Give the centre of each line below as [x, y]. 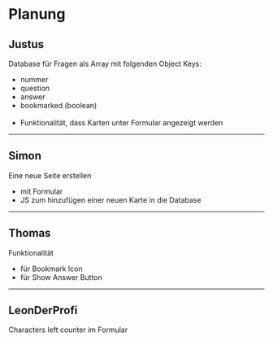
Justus [26, 44]
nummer [34, 79]
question [35, 88]
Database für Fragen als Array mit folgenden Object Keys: [105, 63]
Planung [37, 14]
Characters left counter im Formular [68, 330]
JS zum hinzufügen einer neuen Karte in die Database [110, 199]
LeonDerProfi [43, 310]
